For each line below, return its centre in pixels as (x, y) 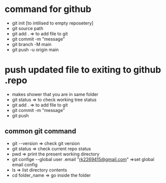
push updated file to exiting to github (83, 70)
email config (25, 164)
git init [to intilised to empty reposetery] (52, 23)
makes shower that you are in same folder (55, 94)
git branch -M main (32, 44)
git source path (27, 28)
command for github (48, 9)
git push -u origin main (35, 49)
